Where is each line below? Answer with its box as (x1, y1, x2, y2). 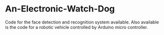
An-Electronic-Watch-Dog (5, 3, 115, 14)
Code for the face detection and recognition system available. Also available (5, 19, 159, 25)
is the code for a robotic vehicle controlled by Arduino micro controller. (5, 24, 148, 30)
